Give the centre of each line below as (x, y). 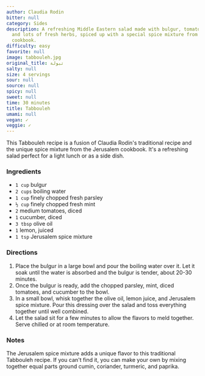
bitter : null (23, 18)
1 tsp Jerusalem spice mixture (54, 237)
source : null (23, 86)
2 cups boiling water (40, 191)
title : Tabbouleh (28, 108)
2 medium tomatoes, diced (49, 211)
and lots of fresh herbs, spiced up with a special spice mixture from (105, 35)
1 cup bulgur (31, 185)
